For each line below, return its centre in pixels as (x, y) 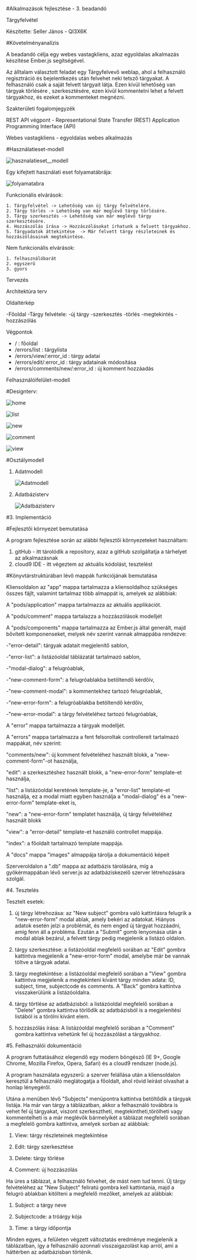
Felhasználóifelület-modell (38, 380)
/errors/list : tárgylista (41, 350)
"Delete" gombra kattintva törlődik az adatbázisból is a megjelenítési (98, 1010)
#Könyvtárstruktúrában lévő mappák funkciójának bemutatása (82, 576)
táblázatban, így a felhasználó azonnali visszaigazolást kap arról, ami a (92, 1246)
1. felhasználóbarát (32, 259)
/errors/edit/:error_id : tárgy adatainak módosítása (75, 362)
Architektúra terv (27, 291)
